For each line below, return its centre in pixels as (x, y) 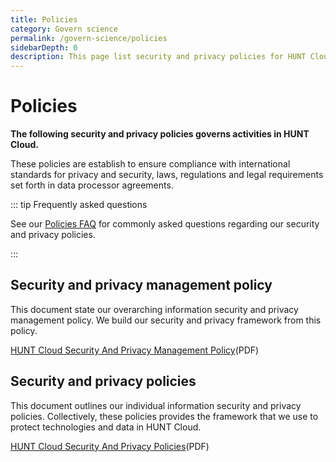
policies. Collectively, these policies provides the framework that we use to (164, 416)
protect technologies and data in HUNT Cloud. (106, 427)
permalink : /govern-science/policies (89, 38)
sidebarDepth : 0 (44, 47)
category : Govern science (64, 29)
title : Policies (44, 19)
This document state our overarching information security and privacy (154, 309)
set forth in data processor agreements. (92, 185)
